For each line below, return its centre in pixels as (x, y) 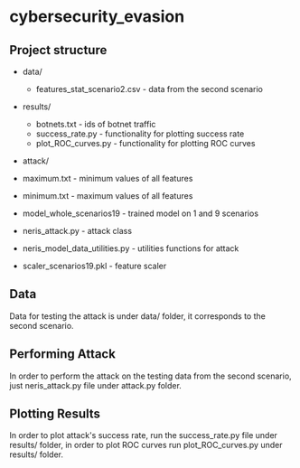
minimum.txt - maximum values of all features (108, 196)
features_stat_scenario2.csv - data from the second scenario (150, 89)
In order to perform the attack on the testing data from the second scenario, (150, 376)
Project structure (58, 50)
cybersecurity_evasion (97, 17)
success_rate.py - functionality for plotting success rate (140, 134)
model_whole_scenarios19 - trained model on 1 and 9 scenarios (141, 213)
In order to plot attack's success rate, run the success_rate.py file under (144, 435)
